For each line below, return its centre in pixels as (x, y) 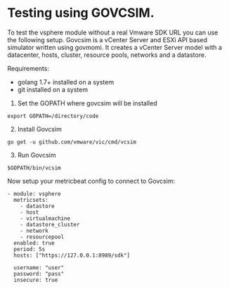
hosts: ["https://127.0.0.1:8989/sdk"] (72, 255)
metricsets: (31, 200)
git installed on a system (53, 89)
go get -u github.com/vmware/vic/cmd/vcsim (72, 142)
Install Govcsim (39, 129)
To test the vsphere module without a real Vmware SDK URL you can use (113, 32)
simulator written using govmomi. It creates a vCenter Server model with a (115, 47)
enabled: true (34, 243)
